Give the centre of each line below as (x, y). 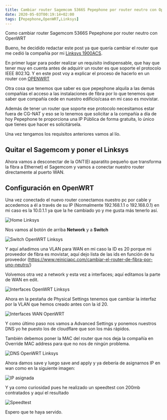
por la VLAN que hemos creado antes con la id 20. (57, 304)
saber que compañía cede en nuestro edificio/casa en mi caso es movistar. (82, 99)
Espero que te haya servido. (34, 412)
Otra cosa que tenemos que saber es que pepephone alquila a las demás (80, 88)
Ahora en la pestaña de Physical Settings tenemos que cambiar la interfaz (81, 299)
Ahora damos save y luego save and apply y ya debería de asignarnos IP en (83, 363)
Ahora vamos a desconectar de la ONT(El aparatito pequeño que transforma (83, 162)
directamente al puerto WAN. (35, 172)
